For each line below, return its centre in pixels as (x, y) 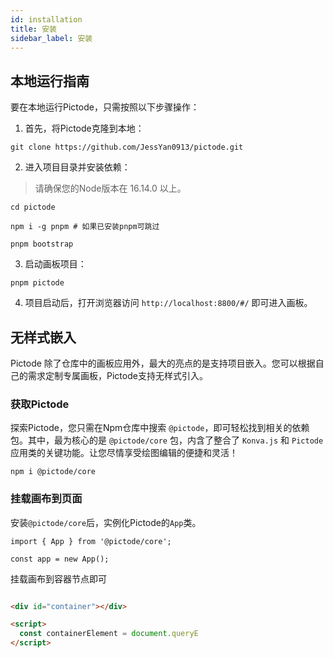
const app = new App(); (60, 559)
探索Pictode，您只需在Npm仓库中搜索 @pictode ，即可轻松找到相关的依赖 (160, 428)
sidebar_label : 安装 (51, 38)
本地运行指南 (50, 81)
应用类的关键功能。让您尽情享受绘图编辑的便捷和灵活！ (124, 453)
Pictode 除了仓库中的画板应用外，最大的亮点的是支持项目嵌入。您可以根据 (163, 363)
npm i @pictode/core (53, 472)
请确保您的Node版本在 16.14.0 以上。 (110, 188)
